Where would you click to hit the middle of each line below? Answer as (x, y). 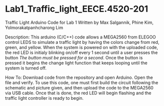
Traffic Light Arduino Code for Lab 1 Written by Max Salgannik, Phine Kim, (79, 22)
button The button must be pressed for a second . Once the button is (74, 57)
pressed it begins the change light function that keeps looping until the (76, 63)
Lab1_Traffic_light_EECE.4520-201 (77, 9)
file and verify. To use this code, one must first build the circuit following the (82, 82)
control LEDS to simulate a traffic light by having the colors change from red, (82, 42)
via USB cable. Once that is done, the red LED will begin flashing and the (78, 93)
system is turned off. (26, 68)
